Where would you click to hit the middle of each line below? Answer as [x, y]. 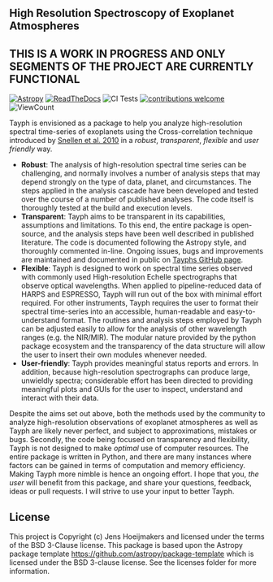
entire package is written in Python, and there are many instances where [131, 457]
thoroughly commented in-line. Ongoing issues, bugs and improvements [142, 251]
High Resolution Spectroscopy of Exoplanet [122, 13]
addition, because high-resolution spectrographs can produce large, [135, 372]
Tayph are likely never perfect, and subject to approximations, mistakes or [133, 431]
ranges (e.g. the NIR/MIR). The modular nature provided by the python [139, 337]
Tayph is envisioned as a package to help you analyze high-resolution [126, 123]
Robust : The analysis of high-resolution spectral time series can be [134, 165]
